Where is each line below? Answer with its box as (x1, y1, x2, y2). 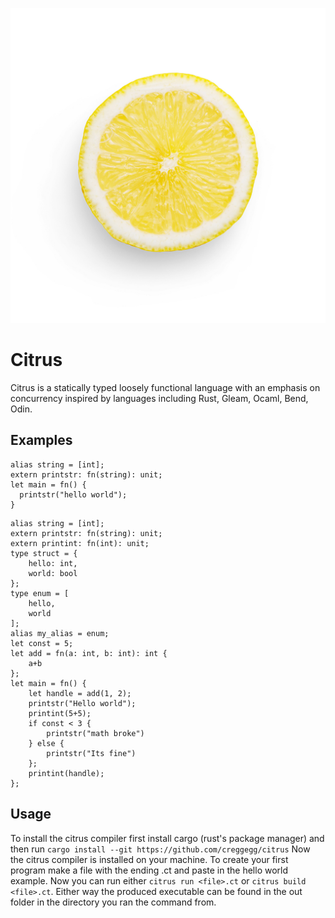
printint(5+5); (28, 708, 92, 718)
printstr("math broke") (46, 728, 145, 738)
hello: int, (28, 558, 78, 568)
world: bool (28, 568, 78, 578)
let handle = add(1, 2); (28, 688, 132, 698)
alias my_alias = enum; (10, 628, 110, 638)
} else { (28, 738, 65, 748)
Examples (10, 432, 73, 449)
